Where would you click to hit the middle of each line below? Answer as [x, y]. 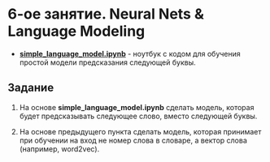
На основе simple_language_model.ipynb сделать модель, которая [137, 107]
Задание [31, 88]
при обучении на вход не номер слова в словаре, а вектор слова [133, 140]
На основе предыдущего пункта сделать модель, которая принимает [140, 131]
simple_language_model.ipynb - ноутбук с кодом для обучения [130, 53]
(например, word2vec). [59, 149]
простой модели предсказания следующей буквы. [107, 62]
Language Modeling [76, 31]
